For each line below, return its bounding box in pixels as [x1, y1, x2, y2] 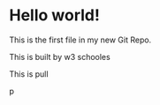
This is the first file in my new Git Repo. [9, 34, 152, 45]
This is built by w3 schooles [9, 51, 110, 62]
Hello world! [9, 5, 100, 26]
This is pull [9, 68, 49, 79]
